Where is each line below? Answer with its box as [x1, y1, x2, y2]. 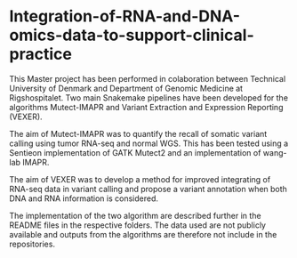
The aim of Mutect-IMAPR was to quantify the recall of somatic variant [9, 128, 268, 139]
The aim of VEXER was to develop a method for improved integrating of [9, 173, 271, 184]
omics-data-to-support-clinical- [9, 25, 255, 45]
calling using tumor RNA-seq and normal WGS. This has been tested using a [9, 138, 289, 149]
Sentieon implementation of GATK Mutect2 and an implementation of [9, 147, 261, 157]
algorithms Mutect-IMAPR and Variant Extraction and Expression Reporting [9, 101, 284, 112]
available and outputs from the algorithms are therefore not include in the [9, 229, 277, 239]
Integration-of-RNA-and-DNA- [9, 6, 241, 27]
